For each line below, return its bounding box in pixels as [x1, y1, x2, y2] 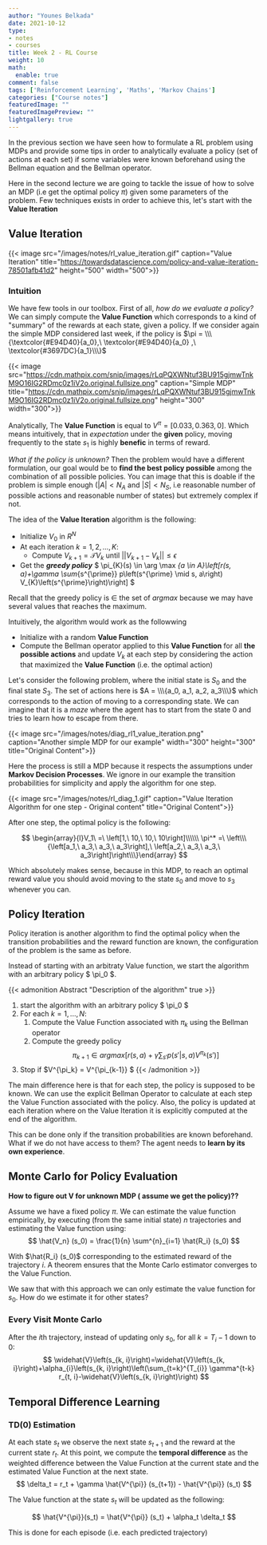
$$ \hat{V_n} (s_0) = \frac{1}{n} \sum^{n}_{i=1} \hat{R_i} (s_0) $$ [27, 1236, 241, 1245]
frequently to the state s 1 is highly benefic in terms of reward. [8, 437, 210, 449]
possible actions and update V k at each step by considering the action [19, 649, 253, 661]
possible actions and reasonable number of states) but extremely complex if [8, 491, 259, 500]
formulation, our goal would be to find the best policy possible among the [8, 463, 253, 473]
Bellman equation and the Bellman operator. [8, 163, 152, 173]
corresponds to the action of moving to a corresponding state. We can [8, 696, 239, 705]
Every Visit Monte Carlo [8, 1314, 102, 1325]
